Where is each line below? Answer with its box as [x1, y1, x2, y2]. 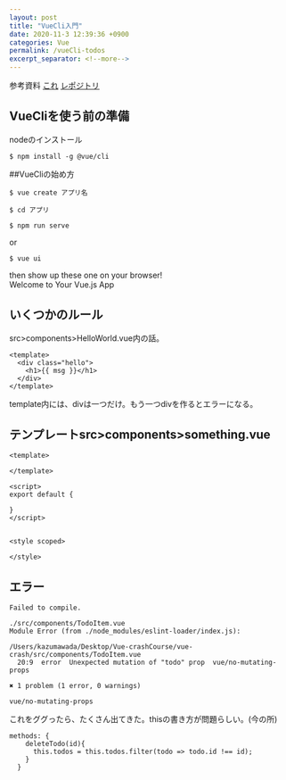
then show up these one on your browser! [9, 270, 163, 280]
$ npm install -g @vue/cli [9, 152, 110, 161]
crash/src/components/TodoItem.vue [9, 651, 142, 660]
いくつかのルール [9, 307, 103, 322]
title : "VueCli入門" [9, 21, 83, 30]
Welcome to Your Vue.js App [9, 278, 115, 290]
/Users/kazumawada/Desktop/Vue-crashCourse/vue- [9, 643, 193, 651]
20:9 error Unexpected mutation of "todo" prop [17, 658, 205, 668]
